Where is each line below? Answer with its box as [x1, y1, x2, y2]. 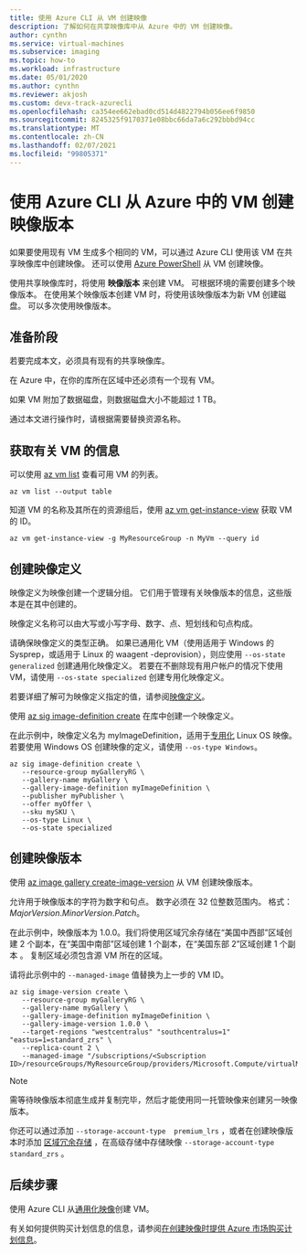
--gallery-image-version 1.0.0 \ [21, 1019, 149, 1028]
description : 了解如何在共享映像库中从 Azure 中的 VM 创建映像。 [9, 22, 238, 31]
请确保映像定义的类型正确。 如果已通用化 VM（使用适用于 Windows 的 [9, 637, 275, 648]
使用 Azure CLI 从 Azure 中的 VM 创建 [9, 191, 294, 212]
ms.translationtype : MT [9, 124, 101, 133]
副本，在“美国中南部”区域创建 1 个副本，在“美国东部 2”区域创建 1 [35, 938, 278, 949]
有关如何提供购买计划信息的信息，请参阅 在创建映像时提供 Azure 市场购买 [9, 1222, 285, 1234]
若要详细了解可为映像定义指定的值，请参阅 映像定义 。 [9, 691, 210, 702]
